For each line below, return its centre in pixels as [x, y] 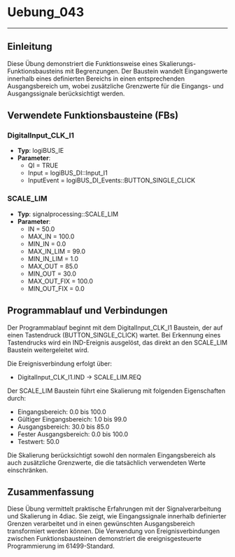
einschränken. [28, 470]
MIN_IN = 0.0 [47, 243]
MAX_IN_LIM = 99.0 [57, 251]
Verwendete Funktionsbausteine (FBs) [93, 115]
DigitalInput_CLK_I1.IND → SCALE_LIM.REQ [79, 377]
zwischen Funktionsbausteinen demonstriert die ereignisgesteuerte [104, 539]
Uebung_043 [46, 12]
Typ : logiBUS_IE [41, 151]
